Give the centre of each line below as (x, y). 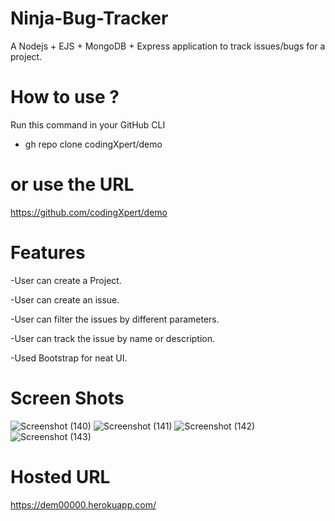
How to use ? (65, 97)
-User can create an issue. (65, 299)
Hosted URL (60, 476)
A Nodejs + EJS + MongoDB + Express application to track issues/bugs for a (168, 46)
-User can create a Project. (66, 280)
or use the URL (72, 184)
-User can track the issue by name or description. (113, 338)
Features (48, 253)
